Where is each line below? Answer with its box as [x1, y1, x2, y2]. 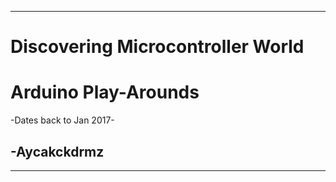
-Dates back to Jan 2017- [10, 114, 115, 126]
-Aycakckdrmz [10, 143, 105, 160]
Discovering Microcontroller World [10, 36, 305, 58]
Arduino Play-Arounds [10, 81, 200, 104]
